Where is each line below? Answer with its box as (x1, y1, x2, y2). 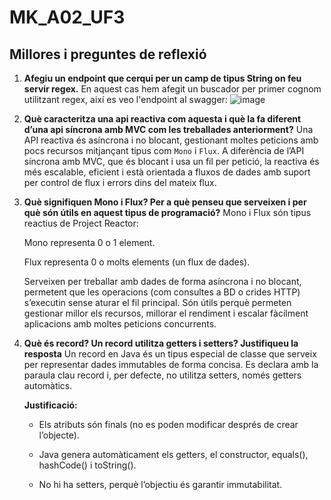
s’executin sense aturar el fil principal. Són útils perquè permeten (23, 297, 292, 308)
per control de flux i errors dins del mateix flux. (23, 177, 217, 188)
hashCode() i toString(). (38, 459, 137, 471)
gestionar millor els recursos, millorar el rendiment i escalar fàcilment (23, 307, 309, 319)
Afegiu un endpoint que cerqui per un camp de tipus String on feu (23, 72, 302, 84)
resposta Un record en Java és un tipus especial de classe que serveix (23, 348, 317, 360)
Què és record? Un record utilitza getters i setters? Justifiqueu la (23, 337, 299, 349)
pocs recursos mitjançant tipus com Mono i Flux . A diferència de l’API (23, 145, 305, 156)
